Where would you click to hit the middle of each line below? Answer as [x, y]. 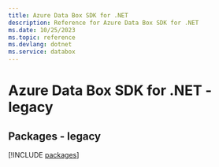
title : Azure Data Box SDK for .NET [68, 15]
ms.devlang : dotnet [40, 45]
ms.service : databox [42, 52]
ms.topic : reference [42, 37]
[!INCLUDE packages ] [44, 155]
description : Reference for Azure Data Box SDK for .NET [104, 23]
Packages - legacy [54, 136]
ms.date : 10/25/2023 [42, 30]
